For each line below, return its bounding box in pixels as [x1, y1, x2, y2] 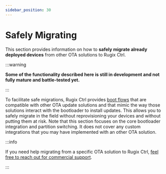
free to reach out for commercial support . [5, 154, 93, 160]
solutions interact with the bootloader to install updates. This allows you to [5, 107, 161, 113]
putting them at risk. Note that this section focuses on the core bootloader [5, 118, 161, 124]
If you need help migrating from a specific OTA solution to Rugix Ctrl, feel [5, 149, 159, 155]
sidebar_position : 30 [5, 7, 51, 13]
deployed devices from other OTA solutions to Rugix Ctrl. [5, 51, 126, 57]
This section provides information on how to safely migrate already [5, 46, 148, 52]
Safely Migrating [5, 29, 77, 41]
